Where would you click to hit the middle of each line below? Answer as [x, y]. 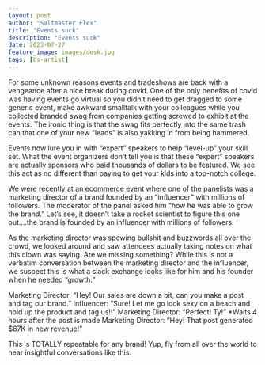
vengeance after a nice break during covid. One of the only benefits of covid [133, 90]
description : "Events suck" [55, 38]
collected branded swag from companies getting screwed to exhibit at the [129, 116]
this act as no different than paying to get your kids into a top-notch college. [132, 173]
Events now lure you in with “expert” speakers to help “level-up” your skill [128, 148]
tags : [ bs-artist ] [38, 60]
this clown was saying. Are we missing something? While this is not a [121, 254]
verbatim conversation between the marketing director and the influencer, [129, 263]
